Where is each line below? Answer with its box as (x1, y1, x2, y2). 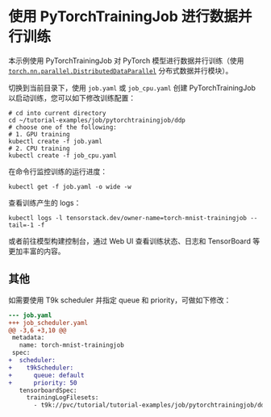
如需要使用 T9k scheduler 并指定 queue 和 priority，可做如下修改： (8, 295, 231, 305)
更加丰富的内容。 (8, 246, 65, 256)
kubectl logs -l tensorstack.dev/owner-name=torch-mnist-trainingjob (8, 214, 248, 222)
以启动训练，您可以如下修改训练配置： (8, 93, 135, 102)
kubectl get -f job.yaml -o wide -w (8, 182, 131, 190)
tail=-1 (8, 221, 35, 229)
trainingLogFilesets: (26, 394, 99, 402)
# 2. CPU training (8, 144, 70, 152)
